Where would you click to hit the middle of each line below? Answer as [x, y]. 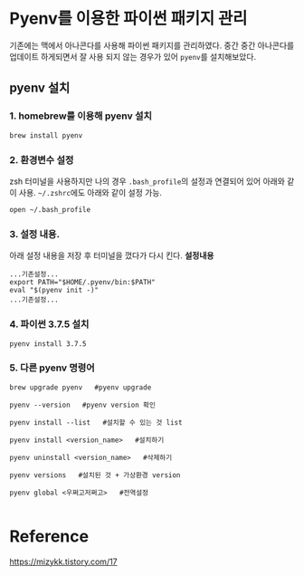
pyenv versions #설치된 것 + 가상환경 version [95, 475]
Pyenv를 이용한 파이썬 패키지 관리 [128, 19]
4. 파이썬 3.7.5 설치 [49, 324]
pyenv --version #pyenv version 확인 [83, 405]
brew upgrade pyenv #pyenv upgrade [81, 387]
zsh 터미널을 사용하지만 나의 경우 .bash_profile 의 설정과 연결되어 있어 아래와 [147, 181]
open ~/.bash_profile [50, 209]
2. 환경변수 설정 [42, 159]
